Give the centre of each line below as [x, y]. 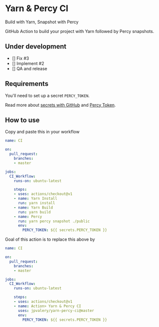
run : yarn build [34, 212]
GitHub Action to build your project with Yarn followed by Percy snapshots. [79, 31]
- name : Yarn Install [35, 199]
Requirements [27, 84]
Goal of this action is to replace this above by [50, 239]
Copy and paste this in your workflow [42, 132]
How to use [22, 120]
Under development [36, 47]
